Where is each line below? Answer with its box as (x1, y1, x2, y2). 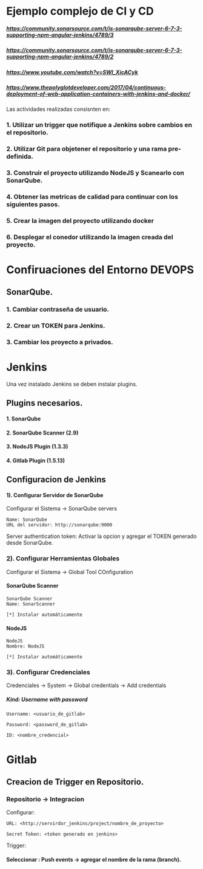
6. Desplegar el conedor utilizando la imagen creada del (6, 232, 174, 241)
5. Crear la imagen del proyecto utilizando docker (6, 216, 155, 225)
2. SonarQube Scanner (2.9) (6, 429, 79, 436)
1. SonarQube (6, 415, 41, 422)
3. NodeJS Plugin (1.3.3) (6, 443, 68, 450)
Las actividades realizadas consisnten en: (6, 105, 111, 113)
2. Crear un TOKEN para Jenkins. (6, 321, 105, 330)
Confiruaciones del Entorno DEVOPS (6, 263, 195, 276)
